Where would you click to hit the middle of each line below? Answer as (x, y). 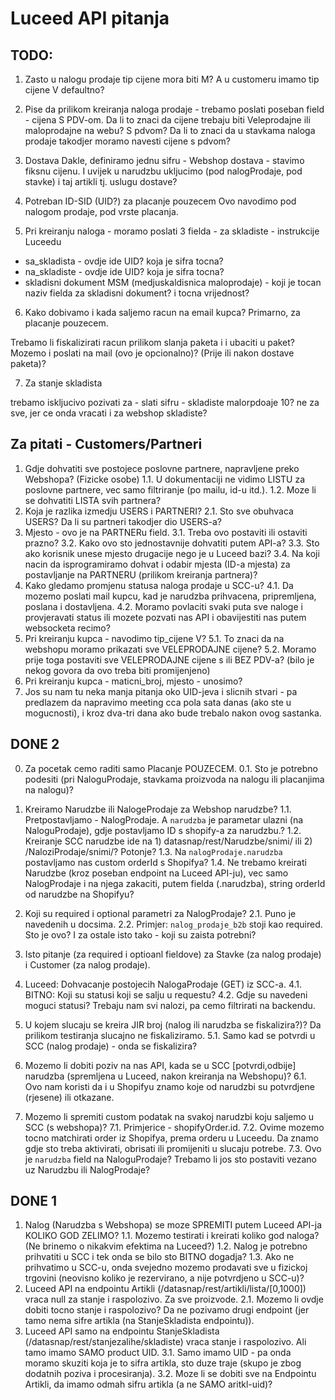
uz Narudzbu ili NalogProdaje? (87, 1169)
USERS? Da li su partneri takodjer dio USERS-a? (123, 521)
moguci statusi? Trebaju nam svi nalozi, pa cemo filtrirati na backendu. (170, 1005)
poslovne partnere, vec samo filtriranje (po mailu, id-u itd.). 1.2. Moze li (170, 489)
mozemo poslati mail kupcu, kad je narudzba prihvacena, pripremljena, (170, 596)
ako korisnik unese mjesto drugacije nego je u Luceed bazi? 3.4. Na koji (172, 553)
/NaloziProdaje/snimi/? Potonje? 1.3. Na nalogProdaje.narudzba (153, 851)
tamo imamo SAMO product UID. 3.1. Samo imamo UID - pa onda (158, 1353)
